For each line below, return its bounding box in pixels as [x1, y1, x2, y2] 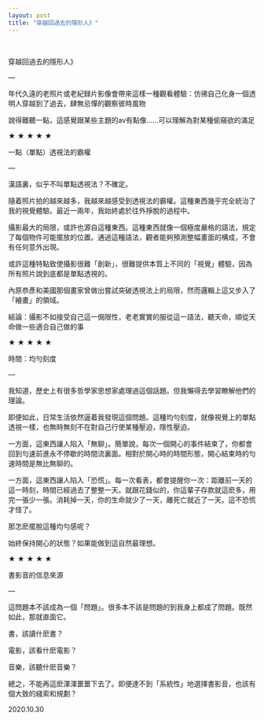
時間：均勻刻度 [8, 353, 57, 363]
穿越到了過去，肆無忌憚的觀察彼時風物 [21, 98, 146, 108]
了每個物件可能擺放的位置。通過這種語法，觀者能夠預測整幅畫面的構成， [8, 232, 242, 242]
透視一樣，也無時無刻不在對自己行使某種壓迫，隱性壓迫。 [8, 422, 194, 431]
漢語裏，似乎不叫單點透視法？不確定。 [8, 179, 132, 189]
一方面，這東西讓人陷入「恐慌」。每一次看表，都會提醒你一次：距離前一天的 [8, 475, 253, 485]
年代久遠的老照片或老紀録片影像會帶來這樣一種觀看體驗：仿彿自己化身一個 [8, 88, 249, 98]
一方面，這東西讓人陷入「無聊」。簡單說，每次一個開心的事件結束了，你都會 [8, 438, 253, 449]
